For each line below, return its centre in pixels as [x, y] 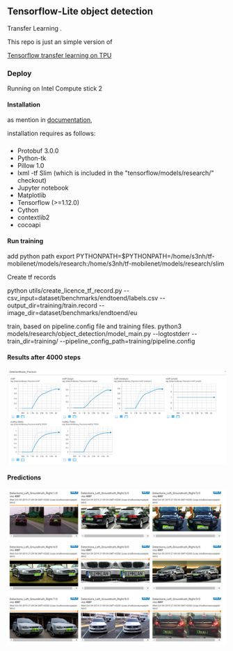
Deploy [19, 73]
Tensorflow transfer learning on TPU [59, 55]
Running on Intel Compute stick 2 [55, 89]
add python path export [41, 256]
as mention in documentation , [50, 120]
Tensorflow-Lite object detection [80, 12]
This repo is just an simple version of [60, 42]
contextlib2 [33, 217]
